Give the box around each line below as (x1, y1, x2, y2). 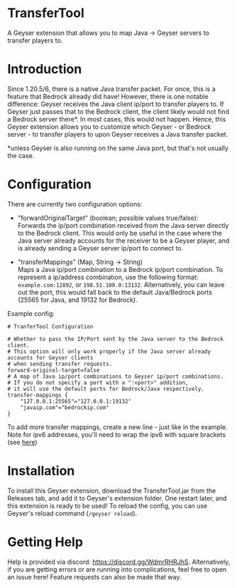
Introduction (7, 61, 82, 78)
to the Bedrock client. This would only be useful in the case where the (17, 229, 222, 237)
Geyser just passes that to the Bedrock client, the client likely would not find (7, 107, 229, 115)
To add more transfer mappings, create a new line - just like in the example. (7, 422, 228, 431)
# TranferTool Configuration (7, 322, 94, 330)
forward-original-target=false (7, 367, 100, 374)
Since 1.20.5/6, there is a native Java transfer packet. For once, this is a (7, 84, 216, 93)
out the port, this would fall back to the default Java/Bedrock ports (17, 288, 213, 296)
